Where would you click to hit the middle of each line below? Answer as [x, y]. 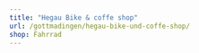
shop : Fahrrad [36, 34]
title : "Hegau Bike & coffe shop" [74, 18]
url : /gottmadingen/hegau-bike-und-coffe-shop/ [100, 26]
